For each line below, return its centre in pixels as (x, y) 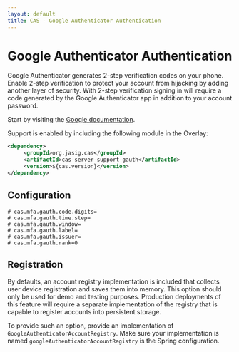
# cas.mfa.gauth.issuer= (44, 237)
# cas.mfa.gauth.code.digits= (52, 212)
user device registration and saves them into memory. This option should (115, 289)
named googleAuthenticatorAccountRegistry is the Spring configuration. (113, 341)
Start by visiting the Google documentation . (71, 120)
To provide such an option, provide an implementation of (91, 326)
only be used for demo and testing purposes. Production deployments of (114, 297)
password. (23, 106)
